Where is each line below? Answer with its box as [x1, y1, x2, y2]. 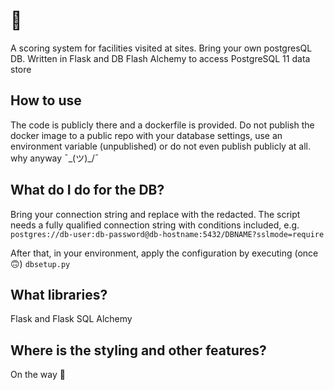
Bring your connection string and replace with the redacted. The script [10, 208, 301, 220]
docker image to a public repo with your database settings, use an [10, 129, 283, 141]
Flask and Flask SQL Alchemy [10, 313, 133, 325]
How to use [10, 92, 82, 109]
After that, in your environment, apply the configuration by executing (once [10, 247, 319, 259]
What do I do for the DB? [10, 182, 165, 199]
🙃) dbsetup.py [10, 257, 71, 269]
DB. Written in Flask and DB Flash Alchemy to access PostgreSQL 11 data [10, 52, 311, 64]
